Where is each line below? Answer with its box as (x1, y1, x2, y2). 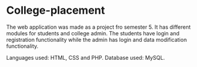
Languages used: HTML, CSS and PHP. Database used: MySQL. (6, 54, 165, 61)
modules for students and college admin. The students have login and (6, 29, 180, 36)
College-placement (6, 4, 105, 17)
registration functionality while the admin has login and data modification (6, 36, 187, 43)
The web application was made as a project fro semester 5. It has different (6, 23, 191, 31)
